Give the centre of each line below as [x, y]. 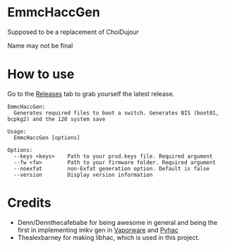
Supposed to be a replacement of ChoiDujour [73, 32]
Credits [29, 203]
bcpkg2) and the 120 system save [56, 119]
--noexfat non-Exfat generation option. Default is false [112, 168]
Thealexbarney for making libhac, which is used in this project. [108, 237]
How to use [41, 74]
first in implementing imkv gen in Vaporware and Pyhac [98, 230]
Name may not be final [40, 45]
